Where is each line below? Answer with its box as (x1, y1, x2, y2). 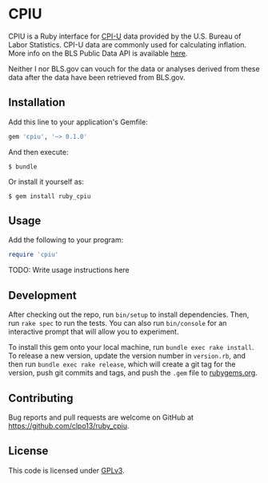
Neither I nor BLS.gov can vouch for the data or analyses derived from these (8, 63, 260, 73)
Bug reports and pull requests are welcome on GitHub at (8, 412, 194, 422)
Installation (8, 95, 66, 109)
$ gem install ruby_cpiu (8, 192, 91, 201)
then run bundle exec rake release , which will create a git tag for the (8, 359, 236, 369)
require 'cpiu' (8, 250, 59, 259)
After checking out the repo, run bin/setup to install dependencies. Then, (8, 310, 250, 319)
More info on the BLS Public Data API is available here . (8, 48, 188, 58)
